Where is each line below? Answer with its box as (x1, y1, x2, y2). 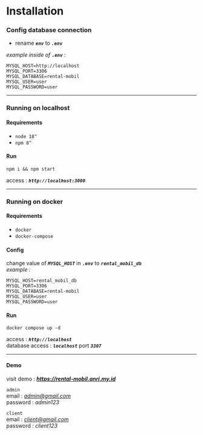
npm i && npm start (6, 166, 56, 172)
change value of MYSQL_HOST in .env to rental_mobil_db (6, 260, 142, 267)
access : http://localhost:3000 (6, 177, 86, 184)
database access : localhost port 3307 (6, 342, 101, 349)
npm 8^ (14, 140, 32, 146)
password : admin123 (6, 398, 59, 406)
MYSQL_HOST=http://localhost (6, 63, 80, 69)
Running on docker (6, 197, 63, 206)
